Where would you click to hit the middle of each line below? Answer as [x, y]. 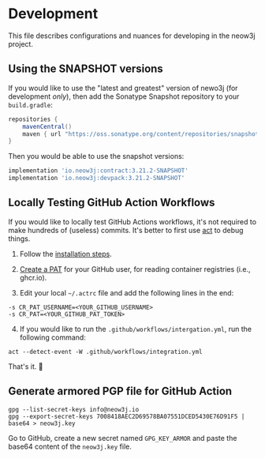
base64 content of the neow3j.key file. [70, 446]
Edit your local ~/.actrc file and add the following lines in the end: [127, 292]
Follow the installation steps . [65, 254]
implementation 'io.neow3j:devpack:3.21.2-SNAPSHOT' [97, 179]
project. [21, 43]
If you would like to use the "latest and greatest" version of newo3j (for [123, 88]
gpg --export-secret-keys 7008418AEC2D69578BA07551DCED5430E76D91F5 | [127, 416]
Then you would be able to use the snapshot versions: [96, 156]
